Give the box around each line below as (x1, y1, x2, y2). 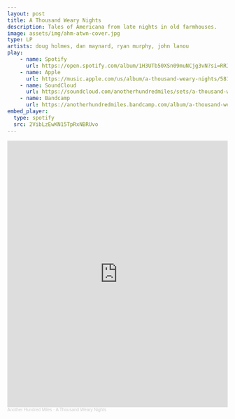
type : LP (7, 36, 33, 43)
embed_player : (7, 108, 49, 115)
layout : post (7, 10, 45, 17)
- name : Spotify (20, 56, 68, 63)
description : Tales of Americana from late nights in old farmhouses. (7, 23, 218, 30)
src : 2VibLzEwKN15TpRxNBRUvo (13, 120, 99, 128)
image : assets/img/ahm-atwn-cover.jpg (7, 29, 120, 37)
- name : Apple (20, 69, 61, 76)
